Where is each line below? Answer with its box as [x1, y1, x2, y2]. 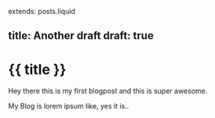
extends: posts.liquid [8, 7, 76, 16]
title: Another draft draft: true [8, 29, 155, 42]
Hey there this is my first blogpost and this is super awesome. [8, 86, 208, 96]
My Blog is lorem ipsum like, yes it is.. [8, 102, 129, 111]
